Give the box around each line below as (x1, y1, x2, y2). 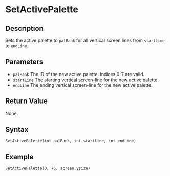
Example (5, 152, 34, 161)
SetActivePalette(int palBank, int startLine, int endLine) (5, 139, 137, 144)
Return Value (5, 97, 48, 106)
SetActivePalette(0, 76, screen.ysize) (5, 166, 91, 171)
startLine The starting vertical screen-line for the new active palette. (12, 77, 159, 83)
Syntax (5, 125, 29, 134)
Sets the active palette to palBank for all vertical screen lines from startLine (5, 37, 165, 43)
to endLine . (5, 43, 28, 49)
